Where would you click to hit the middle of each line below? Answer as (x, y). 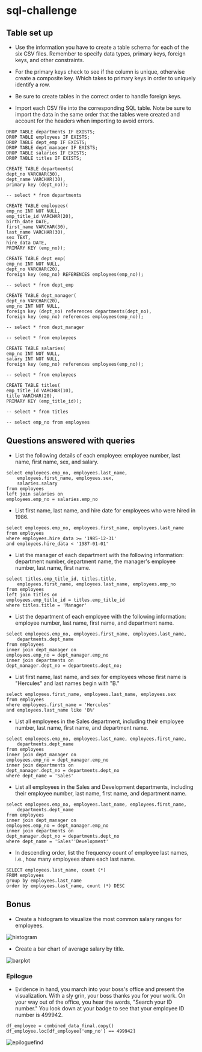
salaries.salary (38, 483)
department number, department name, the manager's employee (95, 561)
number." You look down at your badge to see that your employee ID (99, 1008)
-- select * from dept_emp (40, 285)
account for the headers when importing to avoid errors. (84, 121)
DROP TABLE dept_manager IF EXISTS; (52, 148)
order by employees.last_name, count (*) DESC (66, 886)
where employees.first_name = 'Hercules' (59, 705)
